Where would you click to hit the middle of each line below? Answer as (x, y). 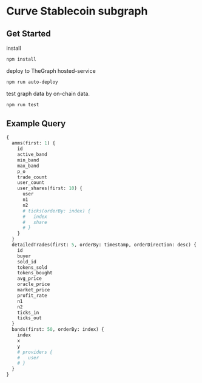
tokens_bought (35, 273)
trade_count (32, 177)
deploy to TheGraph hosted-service (51, 70)
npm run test (23, 104)
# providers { (35, 352)
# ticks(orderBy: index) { (56, 211)
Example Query (36, 124)
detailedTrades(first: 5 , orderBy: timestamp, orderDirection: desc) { (104, 245)
